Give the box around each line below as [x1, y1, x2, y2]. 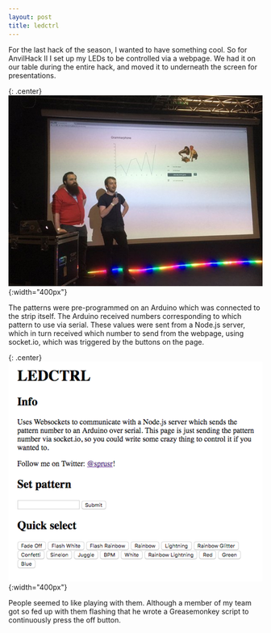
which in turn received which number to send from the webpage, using [8, 328, 244, 338]
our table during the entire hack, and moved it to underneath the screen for [8, 61, 258, 72]
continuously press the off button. [8, 614, 121, 625]
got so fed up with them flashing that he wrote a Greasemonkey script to [8, 606, 249, 616]
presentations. [8, 70, 56, 80]
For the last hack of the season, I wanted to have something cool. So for [8, 44, 248, 54]
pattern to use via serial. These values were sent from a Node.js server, [8, 320, 246, 329]
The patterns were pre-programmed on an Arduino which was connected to [8, 303, 261, 312]
